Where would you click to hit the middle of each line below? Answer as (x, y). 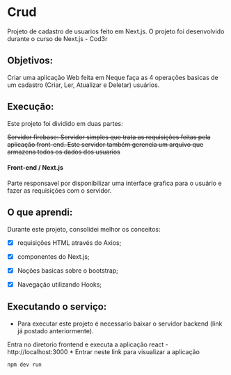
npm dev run (24, 365)
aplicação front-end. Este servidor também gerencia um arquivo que (105, 144)
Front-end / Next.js (35, 168)
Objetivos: (30, 61)
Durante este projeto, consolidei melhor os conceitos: (84, 229)
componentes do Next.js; (53, 256)
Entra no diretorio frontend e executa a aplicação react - (88, 344)
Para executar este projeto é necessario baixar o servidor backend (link (120, 324)
